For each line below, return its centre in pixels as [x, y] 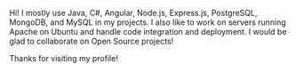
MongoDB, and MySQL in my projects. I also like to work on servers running [148, 22]
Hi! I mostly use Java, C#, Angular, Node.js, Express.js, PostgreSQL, [133, 13]
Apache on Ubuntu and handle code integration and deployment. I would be [148, 32]
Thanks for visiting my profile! [64, 58]
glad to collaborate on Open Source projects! [92, 41]
